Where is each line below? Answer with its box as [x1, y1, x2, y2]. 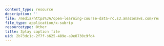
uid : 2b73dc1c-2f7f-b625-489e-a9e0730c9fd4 [5, 34, 95, 39]
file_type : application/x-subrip [5, 20, 73, 25]
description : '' [5, 11, 38, 16]
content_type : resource [5, 7, 54, 12]
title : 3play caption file [5, 29, 60, 34]
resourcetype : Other [5, 25, 47, 30]
